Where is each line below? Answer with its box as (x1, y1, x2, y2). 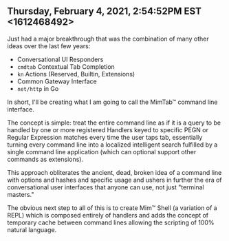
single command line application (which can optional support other (7, 147, 197, 156)
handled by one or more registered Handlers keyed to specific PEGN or (7, 125, 208, 134)
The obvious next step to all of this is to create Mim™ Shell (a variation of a (7, 203, 218, 212)
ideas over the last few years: (7, 41, 91, 50)
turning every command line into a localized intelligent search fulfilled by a (7, 140, 218, 149)
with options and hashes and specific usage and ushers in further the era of (7, 176, 222, 184)
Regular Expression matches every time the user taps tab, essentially (7, 133, 203, 141)
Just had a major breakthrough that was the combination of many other (7, 34, 209, 43)
